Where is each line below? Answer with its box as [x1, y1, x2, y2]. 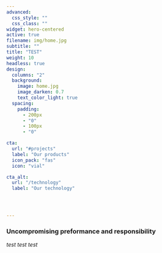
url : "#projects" [12, 146, 56, 152]
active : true [6, 32, 40, 38]
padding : [17, 106, 40, 112]
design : [6, 66, 26, 72]
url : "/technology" [12, 179, 62, 186]
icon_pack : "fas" [12, 157, 56, 163]
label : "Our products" [12, 151, 70, 157]
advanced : [6, 9, 32, 15]
